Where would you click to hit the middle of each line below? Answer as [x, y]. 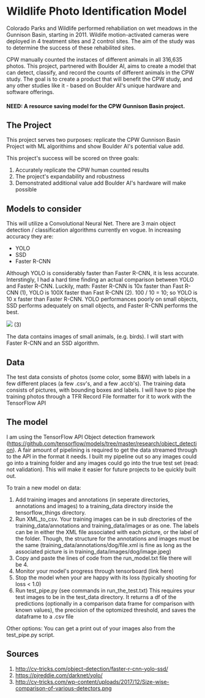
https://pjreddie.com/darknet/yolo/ [59, 675]
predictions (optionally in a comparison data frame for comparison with [105, 603]
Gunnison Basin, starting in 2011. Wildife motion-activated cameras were [98, 34]
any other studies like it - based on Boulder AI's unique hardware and [94, 85]
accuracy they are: [30, 237]
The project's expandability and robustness [70, 177]
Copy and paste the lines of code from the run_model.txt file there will [103, 558]
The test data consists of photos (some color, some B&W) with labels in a [99, 377]
